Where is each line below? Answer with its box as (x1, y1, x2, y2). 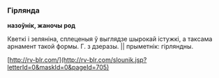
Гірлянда (7, 6, 40, 15)
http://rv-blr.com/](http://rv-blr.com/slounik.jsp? (9, 56, 147, 64)
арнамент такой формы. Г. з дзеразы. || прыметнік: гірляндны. (7, 42, 194, 51)
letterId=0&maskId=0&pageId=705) (7, 63, 109, 72)
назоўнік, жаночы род (7, 22, 76, 30)
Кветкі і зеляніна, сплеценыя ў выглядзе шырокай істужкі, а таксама (7, 35, 213, 43)
